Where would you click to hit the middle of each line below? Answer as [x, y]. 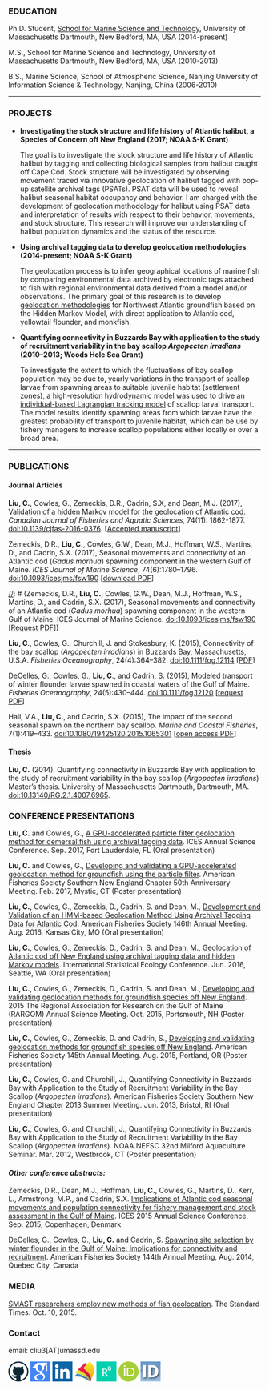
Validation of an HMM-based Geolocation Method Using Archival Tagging [129, 915]
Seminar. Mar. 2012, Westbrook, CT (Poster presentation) [102, 1155]
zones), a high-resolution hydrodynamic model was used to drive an [132, 395]
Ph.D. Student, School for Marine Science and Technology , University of [127, 29]
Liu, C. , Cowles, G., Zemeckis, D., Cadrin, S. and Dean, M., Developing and [131, 989]
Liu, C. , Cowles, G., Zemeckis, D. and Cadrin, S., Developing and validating [131, 1039]
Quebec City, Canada [44, 1265]
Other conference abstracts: [57, 1172]
